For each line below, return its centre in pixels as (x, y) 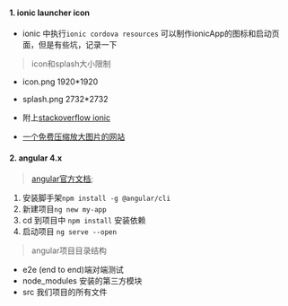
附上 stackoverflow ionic (66, 118)
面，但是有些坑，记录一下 (70, 45)
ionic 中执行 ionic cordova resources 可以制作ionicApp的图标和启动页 (151, 34)
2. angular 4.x (36, 158)
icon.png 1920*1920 (60, 82)
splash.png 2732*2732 (65, 100)
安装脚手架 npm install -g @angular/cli (96, 198)
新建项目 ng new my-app (64, 209)
